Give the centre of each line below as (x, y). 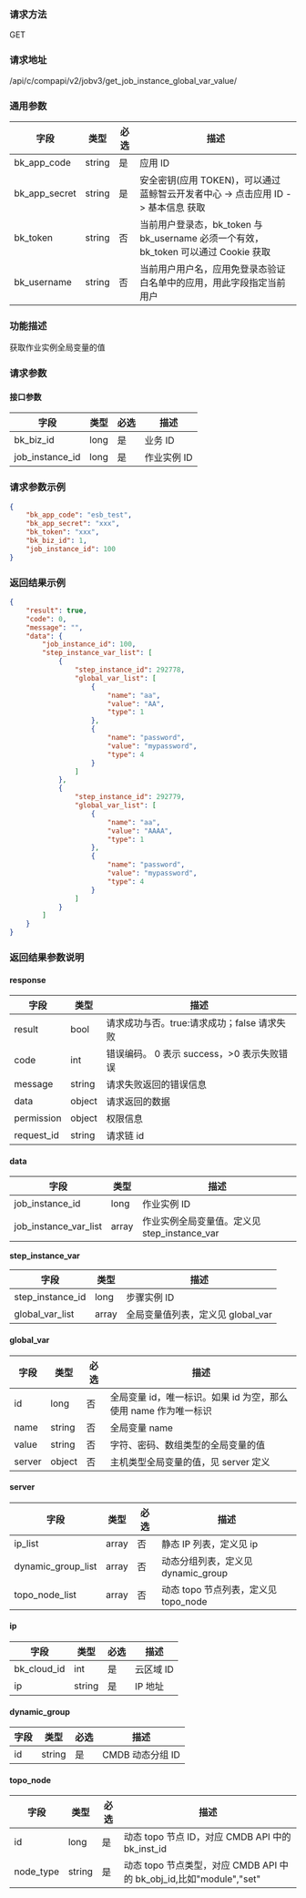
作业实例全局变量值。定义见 (202, 1221)
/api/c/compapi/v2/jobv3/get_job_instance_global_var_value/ (123, 80)
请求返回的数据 (138, 1102)
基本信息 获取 (177, 207)
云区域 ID (155, 1669)
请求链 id (125, 1136)
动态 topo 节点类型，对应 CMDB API (200, 1865)
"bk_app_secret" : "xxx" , (73, 524)
